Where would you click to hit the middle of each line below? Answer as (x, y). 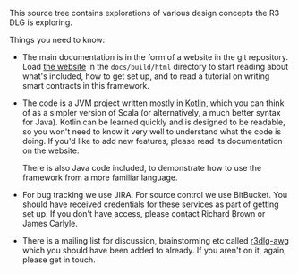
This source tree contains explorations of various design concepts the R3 (145, 13)
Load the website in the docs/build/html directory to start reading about (155, 67)
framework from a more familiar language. (100, 177)
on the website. (51, 150)
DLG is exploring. (41, 22)
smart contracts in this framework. (85, 86)
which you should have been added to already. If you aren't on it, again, (154, 250)
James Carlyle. (50, 223)
